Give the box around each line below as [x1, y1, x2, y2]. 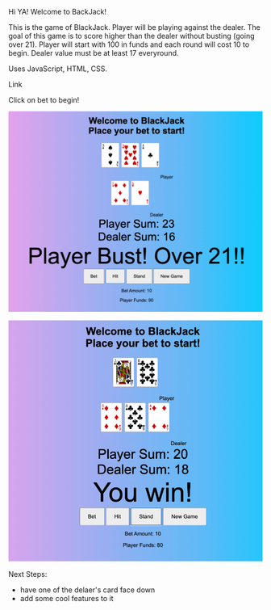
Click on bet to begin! [8, 95, 80, 104]
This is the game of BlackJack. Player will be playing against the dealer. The [8, 23, 261, 32]
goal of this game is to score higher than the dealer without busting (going [8, 32, 255, 40]
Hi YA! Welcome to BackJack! [8, 7, 107, 16]
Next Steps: [8, 569, 48, 578]
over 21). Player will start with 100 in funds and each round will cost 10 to [8, 40, 250, 49]
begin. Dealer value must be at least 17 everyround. [8, 48, 179, 57]
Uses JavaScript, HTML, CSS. [8, 64, 107, 74]
